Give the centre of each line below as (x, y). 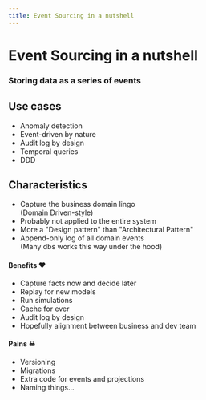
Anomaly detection (51, 126)
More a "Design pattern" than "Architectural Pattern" (107, 230)
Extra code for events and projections (82, 378)
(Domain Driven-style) (57, 212)
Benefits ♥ (27, 265)
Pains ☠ (22, 344)
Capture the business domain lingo (77, 204)
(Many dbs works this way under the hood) (91, 247)
